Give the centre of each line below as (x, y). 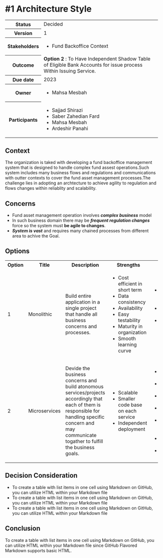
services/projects (85, 393)
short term (130, 289)
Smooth (127, 338)
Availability (130, 308)
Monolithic (40, 314)
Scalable (128, 393)
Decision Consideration (41, 476)
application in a (83, 302)
